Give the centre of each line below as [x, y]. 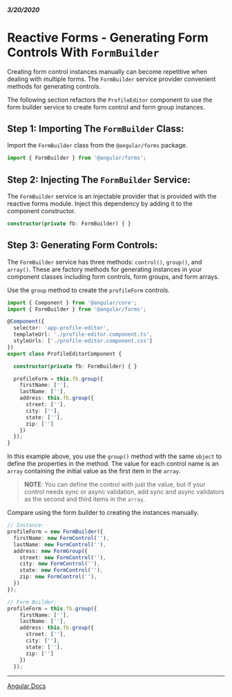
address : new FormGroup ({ [51, 551]
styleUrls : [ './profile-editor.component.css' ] [83, 341]
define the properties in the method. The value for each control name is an [113, 464]
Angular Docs [27, 686]
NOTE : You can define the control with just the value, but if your [115, 485]
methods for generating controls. [54, 86]
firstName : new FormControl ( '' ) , [61, 538]
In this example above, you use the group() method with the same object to [115, 456]
